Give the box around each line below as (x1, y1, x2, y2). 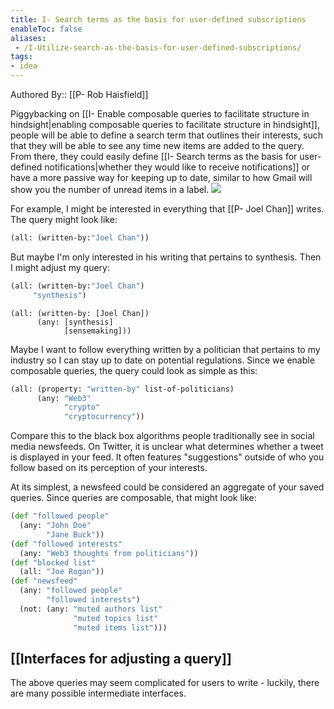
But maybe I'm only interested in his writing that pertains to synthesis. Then (10, 251, 322, 263)
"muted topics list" (73, 613, 159, 623)
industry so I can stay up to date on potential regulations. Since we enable (10, 354, 315, 366)
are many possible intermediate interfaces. (10, 687, 187, 700)
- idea (10, 61, 38, 71)
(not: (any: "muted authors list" (19, 604, 163, 614)
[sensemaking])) (63, 326, 132, 336)
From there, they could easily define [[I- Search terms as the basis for (10, 151, 298, 162)
